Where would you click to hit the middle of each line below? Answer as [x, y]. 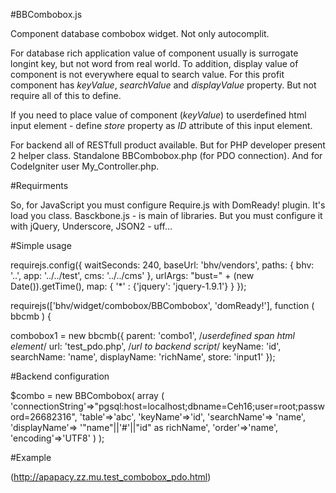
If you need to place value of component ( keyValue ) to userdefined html [158, 115]
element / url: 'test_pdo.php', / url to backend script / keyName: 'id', [146, 346]
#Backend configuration [60, 376]
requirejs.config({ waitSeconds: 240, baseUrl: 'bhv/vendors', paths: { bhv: [162, 265]
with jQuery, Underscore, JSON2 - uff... [91, 226]
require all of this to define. [66, 95]
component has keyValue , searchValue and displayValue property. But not [163, 85]
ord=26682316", [44, 417]
